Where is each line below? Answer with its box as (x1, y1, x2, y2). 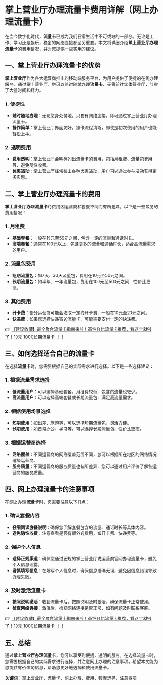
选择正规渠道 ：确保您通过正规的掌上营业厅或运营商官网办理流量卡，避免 (12, 556, 157, 562)
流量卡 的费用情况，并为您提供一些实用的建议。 (5, 46, 98, 51)
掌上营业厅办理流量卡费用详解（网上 (5, 4, 150, 16)
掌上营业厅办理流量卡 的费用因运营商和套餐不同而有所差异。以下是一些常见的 (5, 204, 158, 209)
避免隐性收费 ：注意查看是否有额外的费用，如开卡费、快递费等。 (12, 530, 140, 536)
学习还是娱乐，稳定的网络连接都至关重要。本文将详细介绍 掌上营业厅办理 (13, 39, 158, 45)
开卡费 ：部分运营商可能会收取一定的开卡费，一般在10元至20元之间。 (12, 310, 149, 316)
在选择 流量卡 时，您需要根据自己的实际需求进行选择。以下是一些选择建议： (5, 363, 154, 369)
